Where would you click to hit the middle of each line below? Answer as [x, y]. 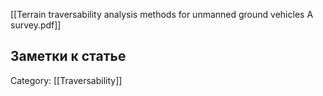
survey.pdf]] [36, 25]
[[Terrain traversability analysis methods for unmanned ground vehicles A [162, 14]
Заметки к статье [68, 56]
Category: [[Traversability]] [66, 80]
